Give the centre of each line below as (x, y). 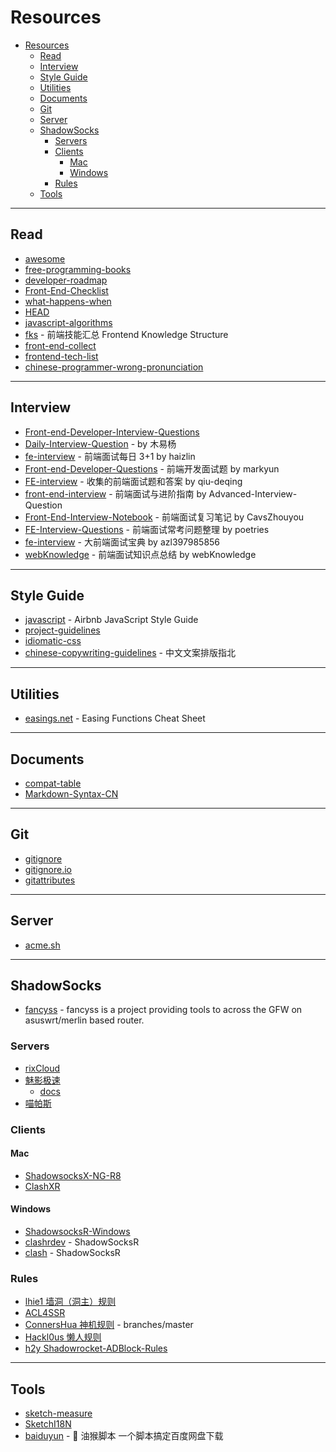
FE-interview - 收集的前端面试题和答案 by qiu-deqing (133, 481)
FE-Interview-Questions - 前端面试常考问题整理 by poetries (147, 529)
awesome (45, 258)
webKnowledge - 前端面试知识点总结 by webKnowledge (140, 554)
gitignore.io (48, 869)
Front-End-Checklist (66, 290)
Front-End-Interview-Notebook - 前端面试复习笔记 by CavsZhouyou (164, 517)
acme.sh (42, 945)
